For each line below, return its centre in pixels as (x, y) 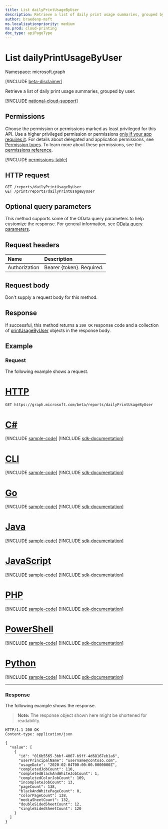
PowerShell (29, 629)
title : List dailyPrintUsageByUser (42, 10)
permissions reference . (29, 150)
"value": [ (21, 747)
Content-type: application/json (39, 734)
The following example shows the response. (50, 706)
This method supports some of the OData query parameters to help (74, 219)
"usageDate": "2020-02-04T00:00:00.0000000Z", (68, 765)
